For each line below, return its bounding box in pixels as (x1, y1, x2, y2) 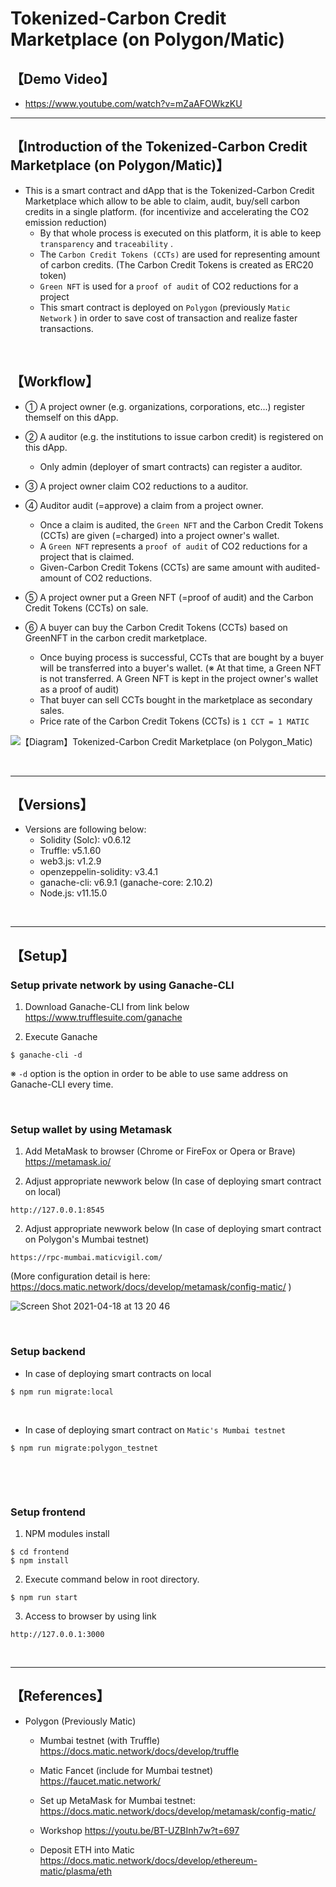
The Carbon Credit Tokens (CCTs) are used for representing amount (39, 248, 321, 260)
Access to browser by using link (24, 1610, 157, 1622)
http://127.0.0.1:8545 (10, 1205, 105, 1216)
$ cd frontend (10, 1547, 70, 1557)
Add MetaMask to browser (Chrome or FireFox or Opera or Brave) (24, 1145, 296, 1157)
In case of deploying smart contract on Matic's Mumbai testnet (24, 1423, 287, 1436)
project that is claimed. (39, 550, 135, 562)
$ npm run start (10, 1593, 78, 1603)
